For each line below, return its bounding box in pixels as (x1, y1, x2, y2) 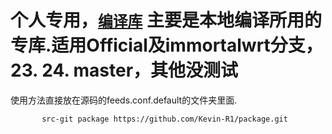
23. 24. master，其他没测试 (10, 59, 239, 82)
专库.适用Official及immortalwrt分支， (10, 34, 323, 57)
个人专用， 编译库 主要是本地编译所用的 (10, 9, 323, 32)
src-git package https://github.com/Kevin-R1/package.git (41, 114, 288, 124)
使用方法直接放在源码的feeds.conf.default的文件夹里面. (10, 94, 238, 106)
